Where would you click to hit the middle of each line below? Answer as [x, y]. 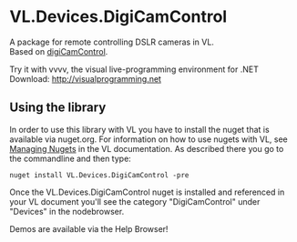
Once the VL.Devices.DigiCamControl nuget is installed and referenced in [147, 192]
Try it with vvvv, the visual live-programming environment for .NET [134, 69]
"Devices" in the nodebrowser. [67, 211]
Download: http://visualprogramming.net [86, 78]
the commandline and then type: [71, 158]
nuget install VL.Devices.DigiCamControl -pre [99, 175]
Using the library [58, 108]
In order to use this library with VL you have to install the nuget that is [140, 129]
